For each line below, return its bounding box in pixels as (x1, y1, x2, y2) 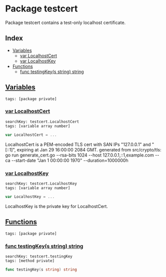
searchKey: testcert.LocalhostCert (5, 119, 79, 124)
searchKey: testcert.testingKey (5, 254, 72, 259)
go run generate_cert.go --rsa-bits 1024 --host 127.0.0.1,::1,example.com (5, 152, 154, 158)
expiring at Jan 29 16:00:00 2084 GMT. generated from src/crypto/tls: (16, 146, 161, 152)
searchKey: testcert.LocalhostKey (5, 181, 77, 186)
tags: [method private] (5, 258, 55, 263)
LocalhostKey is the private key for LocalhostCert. (5, 203, 108, 209)
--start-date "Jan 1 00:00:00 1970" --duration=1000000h (11, 157, 128, 163)
